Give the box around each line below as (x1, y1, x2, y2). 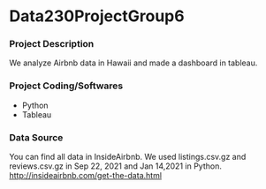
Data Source (9, 131, 64, 143)
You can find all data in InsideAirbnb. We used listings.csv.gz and (9, 152, 247, 163)
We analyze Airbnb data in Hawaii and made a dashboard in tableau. (9, 57, 258, 68)
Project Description (9, 38, 95, 50)
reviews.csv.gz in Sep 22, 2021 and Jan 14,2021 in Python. (9, 161, 223, 171)
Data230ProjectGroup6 (9, 6, 185, 26)
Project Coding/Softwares (9, 79, 124, 92)
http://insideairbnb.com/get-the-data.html (9, 170, 162, 181)
